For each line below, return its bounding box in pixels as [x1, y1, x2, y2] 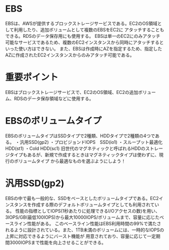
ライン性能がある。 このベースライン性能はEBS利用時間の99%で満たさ [14, 220, 161, 226]
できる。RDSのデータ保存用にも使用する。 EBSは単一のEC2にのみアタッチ [5, 33, 160, 39]
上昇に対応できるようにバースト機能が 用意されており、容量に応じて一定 [5, 233, 156, 239]
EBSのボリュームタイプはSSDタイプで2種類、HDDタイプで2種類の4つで [5, 132, 155, 139]
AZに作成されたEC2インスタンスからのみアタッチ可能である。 [5, 52, 135, 58]
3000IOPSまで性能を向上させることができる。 [9, 239, 106, 245]
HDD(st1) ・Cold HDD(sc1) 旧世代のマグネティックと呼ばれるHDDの [5, 145, 146, 152]
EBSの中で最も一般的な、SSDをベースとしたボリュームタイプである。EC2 [5, 195, 159, 201]
